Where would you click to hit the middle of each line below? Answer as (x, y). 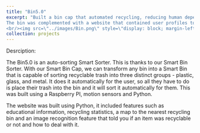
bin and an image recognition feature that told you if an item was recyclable (99, 118)
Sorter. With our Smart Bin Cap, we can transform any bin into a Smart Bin (97, 69)
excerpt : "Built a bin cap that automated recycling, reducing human (94, 17)
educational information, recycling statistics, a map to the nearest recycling (98, 112)
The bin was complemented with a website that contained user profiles (97, 23)
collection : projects (33, 34)
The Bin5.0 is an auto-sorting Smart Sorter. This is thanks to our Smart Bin (97, 63)
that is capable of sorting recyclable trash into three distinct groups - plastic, (100, 75)
